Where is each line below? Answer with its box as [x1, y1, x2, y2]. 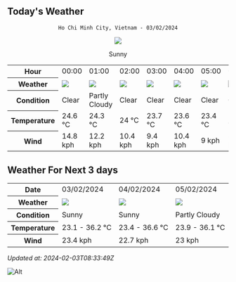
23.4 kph [62, 235, 93, 245]
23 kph [175, 235, 199, 245]
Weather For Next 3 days [7, 164, 118, 176]
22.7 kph [118, 235, 149, 245]
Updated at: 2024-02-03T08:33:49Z [7, 254, 114, 262]
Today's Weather [7, 6, 84, 18]
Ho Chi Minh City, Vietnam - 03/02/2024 [58, 24, 178, 31]
